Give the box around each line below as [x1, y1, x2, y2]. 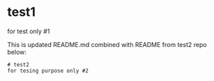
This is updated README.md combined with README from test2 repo [7, 40, 207, 48]
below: [7, 48, 26, 56]
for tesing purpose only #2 [7, 67, 89, 74]
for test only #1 [7, 27, 50, 35]
